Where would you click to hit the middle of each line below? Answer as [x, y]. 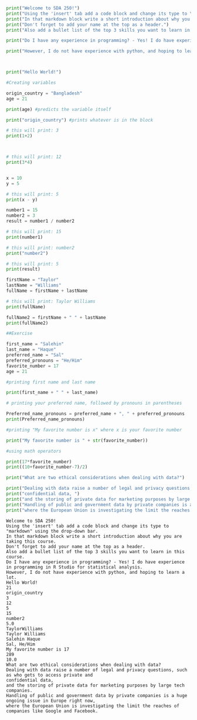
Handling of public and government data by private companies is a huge [97, 695]
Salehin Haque [23, 639]
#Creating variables [31, 83]
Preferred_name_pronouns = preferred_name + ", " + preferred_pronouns [95, 414]
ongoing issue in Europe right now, [51, 701]
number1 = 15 [22, 210]
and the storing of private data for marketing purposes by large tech [95, 685]
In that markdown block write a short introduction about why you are [94, 536]
